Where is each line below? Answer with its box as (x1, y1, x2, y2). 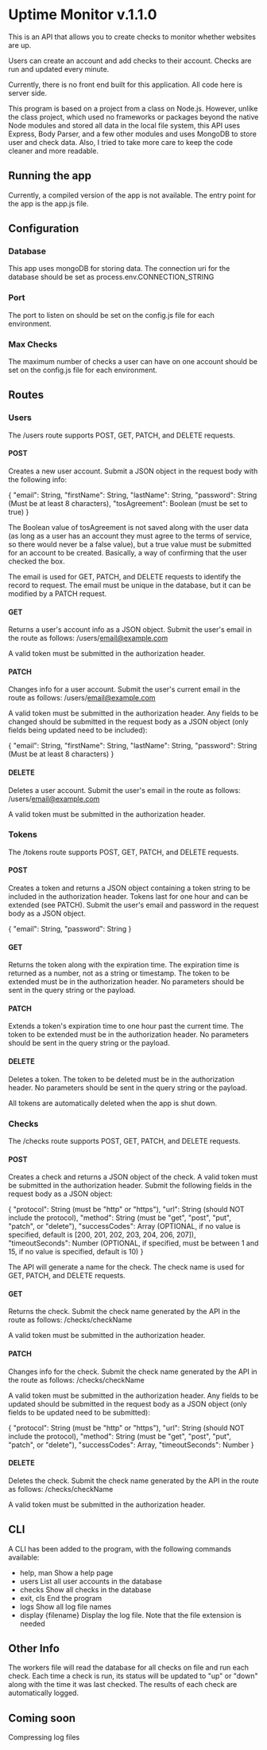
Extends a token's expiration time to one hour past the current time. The (8, 1022, 244, 1031)
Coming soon (8, 1711, 76, 1724)
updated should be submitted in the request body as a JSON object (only (8, 1399, 248, 1408)
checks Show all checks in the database (19, 1584, 152, 1595)
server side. (8, 88, 48, 97)
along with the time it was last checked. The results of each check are (8, 1680, 238, 1689)
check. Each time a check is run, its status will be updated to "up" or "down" (8, 1671, 258, 1681)
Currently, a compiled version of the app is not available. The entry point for (8, 190, 257, 200)
